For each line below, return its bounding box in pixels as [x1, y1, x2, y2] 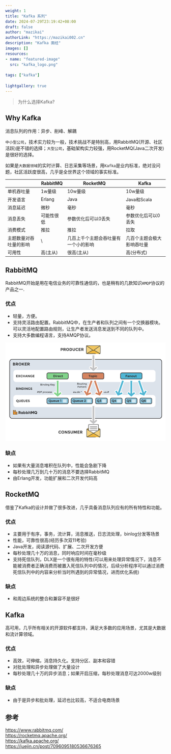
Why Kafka [5, 114, 42, 122]
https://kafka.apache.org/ [5, 738, 59, 744]
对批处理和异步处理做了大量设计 [12, 664, 80, 670]
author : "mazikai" [5, 30, 44, 35]
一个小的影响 [67, 241, 94, 247]
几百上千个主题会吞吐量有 [67, 235, 121, 241]
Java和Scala [126, 196, 152, 202]
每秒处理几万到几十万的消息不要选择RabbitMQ [12, 469, 110, 475]
